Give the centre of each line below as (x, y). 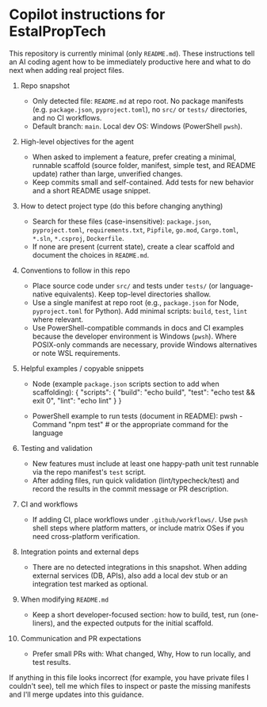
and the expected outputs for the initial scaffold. (135, 623)
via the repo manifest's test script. (89, 472)
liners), (44, 623)
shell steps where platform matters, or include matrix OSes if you (138, 528)
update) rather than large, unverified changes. (107, 174)
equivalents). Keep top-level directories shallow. (133, 294)
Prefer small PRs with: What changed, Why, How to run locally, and (141, 653)
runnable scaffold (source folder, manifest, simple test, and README (144, 165)
